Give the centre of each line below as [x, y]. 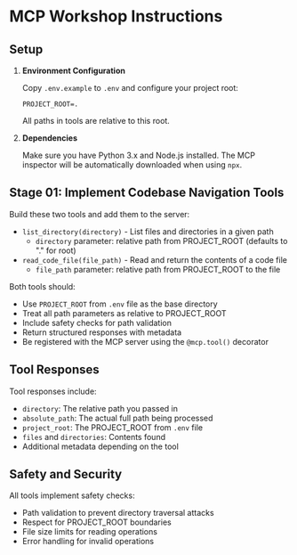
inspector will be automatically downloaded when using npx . [132, 165]
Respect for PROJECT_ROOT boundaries [96, 522]
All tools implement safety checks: [72, 495]
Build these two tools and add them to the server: [100, 214]
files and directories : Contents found [94, 437]
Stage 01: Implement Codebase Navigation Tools [147, 193]
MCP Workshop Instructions [116, 16]
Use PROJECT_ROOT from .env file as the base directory [120, 304]
